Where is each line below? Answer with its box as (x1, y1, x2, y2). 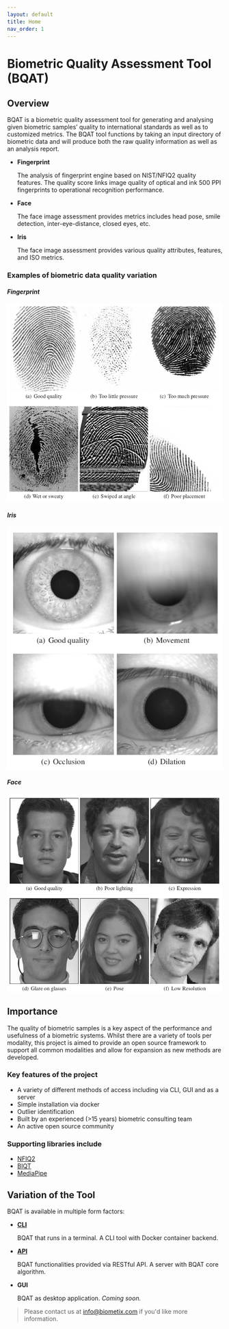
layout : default (7, 11, 53, 18)
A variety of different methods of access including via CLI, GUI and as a (16, 1085, 219, 1093)
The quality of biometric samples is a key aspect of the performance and (7, 1024, 212, 1032)
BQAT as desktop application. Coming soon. (16, 1294, 142, 1302)
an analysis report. (7, 144, 59, 153)
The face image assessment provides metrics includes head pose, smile (16, 212, 221, 220)
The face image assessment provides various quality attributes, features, (16, 246, 223, 255)
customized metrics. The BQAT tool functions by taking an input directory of (7, 130, 221, 138)
